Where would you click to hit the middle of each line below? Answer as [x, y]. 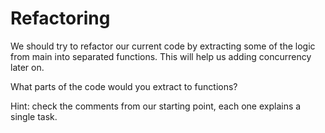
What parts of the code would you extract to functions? [124, 86]
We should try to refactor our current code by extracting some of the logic [163, 46]
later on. [27, 67]
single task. [34, 116]
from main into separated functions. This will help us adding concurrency [161, 56]
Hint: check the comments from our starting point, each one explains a [156, 106]
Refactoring [60, 18]
